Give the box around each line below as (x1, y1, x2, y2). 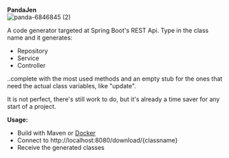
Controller (17, 62, 46, 69)
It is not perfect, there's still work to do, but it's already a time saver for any (7, 95, 220, 103)
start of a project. (7, 103, 56, 110)
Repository (17, 47, 48, 55)
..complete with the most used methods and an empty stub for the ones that (7, 75, 223, 83)
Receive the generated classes (17, 144, 105, 151)
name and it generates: (7, 34, 73, 42)
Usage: (7, 116, 29, 124)
